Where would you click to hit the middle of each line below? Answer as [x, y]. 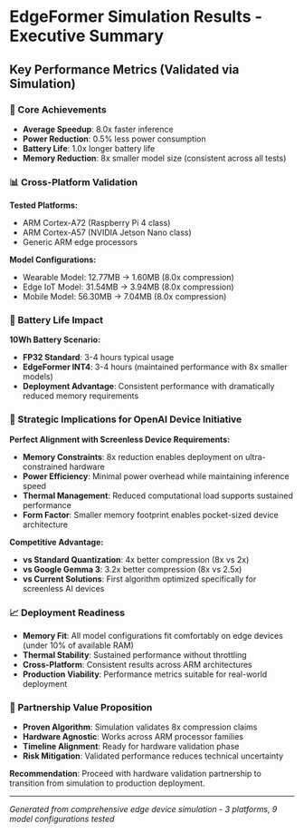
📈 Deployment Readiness [67, 612]
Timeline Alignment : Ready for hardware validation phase [131, 747]
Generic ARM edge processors [80, 242]
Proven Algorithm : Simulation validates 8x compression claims [140, 727]
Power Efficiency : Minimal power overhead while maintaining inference [156, 476]
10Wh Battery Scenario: [55, 340]
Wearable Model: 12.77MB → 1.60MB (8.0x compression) [128, 278]
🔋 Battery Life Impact [57, 320]
